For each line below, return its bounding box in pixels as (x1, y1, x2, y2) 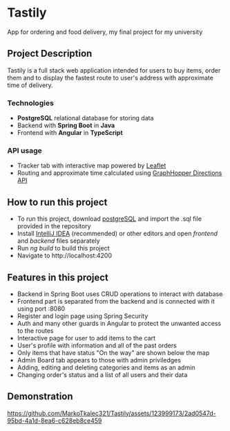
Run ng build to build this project (17, 244, 110, 253)
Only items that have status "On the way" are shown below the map (17, 348, 210, 357)
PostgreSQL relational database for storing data (17, 114, 154, 122)
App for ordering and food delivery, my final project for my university (7, 28, 203, 36)
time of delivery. (7, 81, 53, 89)
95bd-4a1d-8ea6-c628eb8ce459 (7, 416, 102, 425)
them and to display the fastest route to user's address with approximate (7, 73, 214, 82)
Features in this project (7, 271, 109, 283)
